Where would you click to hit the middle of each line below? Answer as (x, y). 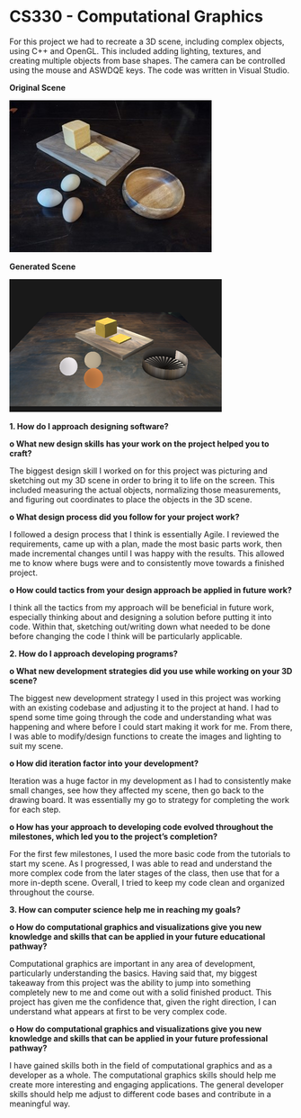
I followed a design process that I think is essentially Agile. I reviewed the (145, 534)
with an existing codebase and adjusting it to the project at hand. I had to (144, 708)
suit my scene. (36, 745)
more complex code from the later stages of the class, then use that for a (145, 873)
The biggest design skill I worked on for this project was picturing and (138, 471)
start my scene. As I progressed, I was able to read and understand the (141, 863)
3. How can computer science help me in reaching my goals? (125, 909)
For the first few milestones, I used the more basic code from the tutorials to (150, 853)
